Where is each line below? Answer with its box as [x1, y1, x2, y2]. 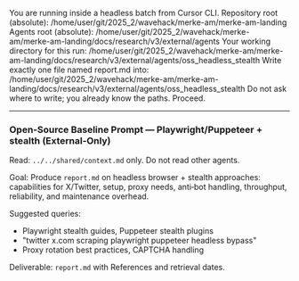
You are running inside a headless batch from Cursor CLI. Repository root [9, 8, 279, 18]
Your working [222, 36, 271, 46]
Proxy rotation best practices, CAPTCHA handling [21, 244, 205, 255]
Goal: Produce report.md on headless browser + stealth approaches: [9, 172, 261, 183]
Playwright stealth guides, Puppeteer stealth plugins [21, 226, 214, 236]
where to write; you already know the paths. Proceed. [9, 93, 206, 103]
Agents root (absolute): [9, 27, 94, 37]
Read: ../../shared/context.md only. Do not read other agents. [9, 155, 240, 166]
